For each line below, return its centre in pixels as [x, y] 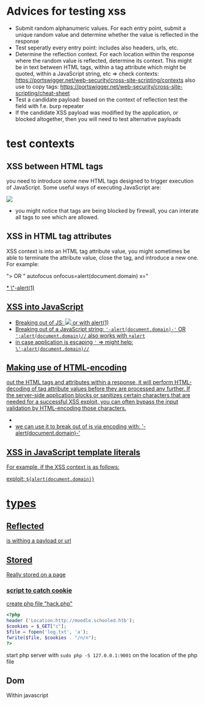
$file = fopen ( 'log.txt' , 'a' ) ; [47, 632]
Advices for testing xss [66, 11]
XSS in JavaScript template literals [74, 452]
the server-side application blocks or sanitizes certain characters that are [99, 395]
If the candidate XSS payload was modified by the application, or [97, 112]
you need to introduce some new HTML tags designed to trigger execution [100, 181]
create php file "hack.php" [40, 604]
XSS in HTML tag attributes [59, 236]
